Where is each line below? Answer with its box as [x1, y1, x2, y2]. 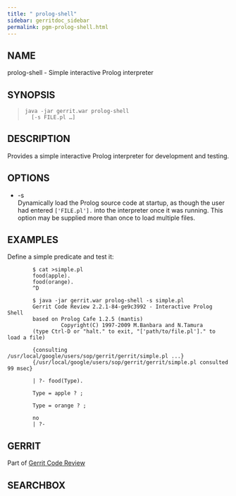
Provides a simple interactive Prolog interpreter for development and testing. [7, 151, 230, 160]
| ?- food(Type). [32, 377, 83, 385]
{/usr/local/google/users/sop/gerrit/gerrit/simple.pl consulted [32, 359, 229, 366]
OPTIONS [7, 172, 50, 184]
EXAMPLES [7, 234, 58, 246]
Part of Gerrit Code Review [7, 459, 86, 467]
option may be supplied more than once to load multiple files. [17, 213, 196, 222]
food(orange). [32, 278, 74, 286]
